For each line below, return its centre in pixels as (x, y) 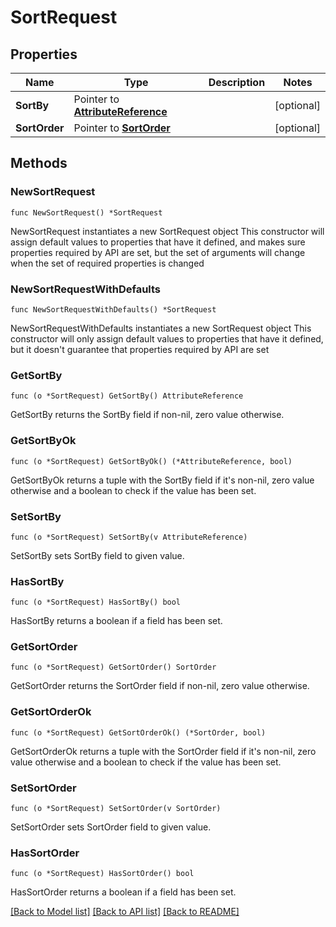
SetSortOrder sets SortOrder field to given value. (111, 827)
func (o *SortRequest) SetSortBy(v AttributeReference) (129, 537)
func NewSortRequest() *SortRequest (86, 212)
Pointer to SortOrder (122, 128)
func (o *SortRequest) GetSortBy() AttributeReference (127, 396)
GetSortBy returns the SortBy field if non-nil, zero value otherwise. (147, 415)
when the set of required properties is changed (107, 263)
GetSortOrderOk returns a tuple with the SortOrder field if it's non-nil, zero (163, 751)
